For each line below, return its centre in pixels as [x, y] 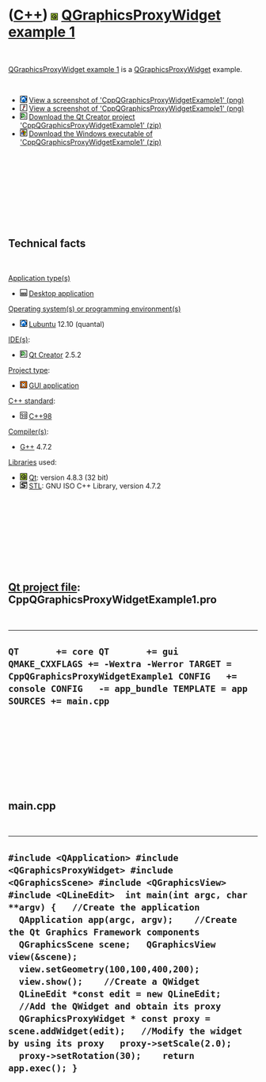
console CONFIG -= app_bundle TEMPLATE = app [128, 688]
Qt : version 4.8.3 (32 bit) [69, 477]
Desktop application [61, 293]
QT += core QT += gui [93, 651]
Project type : [29, 370]
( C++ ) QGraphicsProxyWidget [115, 15]
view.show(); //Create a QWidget [109, 981]
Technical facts [47, 243]
